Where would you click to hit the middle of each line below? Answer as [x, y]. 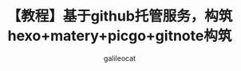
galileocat [120, 58]
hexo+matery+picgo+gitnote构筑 [120, 36]
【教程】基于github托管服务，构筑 [120, 16]
